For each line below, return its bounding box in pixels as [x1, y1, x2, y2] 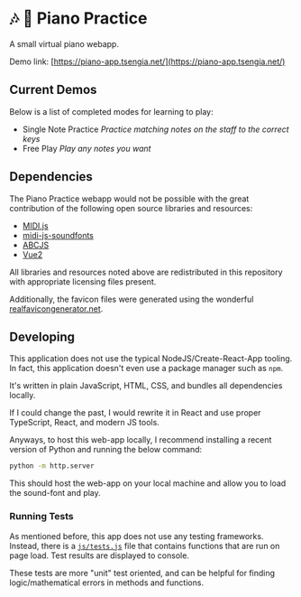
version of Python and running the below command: [9, 444, 203, 455]
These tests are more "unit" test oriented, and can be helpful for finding [9, 567, 276, 578]
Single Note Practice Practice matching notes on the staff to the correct [22, 124, 290, 135]
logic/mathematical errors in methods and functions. [9, 577, 205, 588]
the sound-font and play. [9, 488, 101, 499]
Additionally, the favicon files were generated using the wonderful [9, 294, 254, 304]
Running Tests [9, 510, 74, 523]
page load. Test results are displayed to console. [9, 550, 189, 561]
